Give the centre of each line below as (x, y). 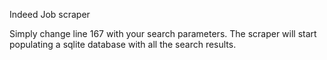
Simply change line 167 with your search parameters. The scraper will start (163, 33)
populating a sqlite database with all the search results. (123, 44)
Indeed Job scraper (50, 14)
